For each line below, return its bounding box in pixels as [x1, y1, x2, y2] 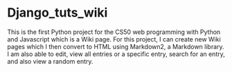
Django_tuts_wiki [7, 5, 108, 21]
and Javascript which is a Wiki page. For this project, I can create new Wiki [7, 35, 222, 43]
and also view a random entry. [7, 57, 93, 65]
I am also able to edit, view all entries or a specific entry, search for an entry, [7, 50, 225, 58]
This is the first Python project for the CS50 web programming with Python [7, 28, 221, 36]
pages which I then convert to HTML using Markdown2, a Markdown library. [7, 42, 224, 51]
